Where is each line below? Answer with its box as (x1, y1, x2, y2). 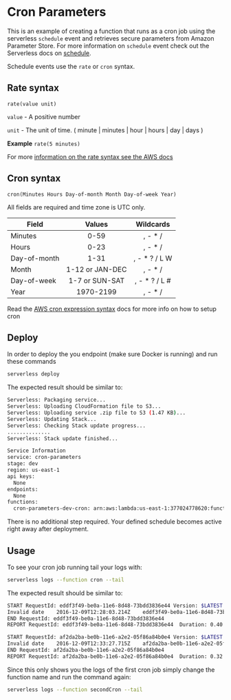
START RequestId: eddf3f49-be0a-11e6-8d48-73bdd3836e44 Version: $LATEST (7, 602, 223, 609)
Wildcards (135, 219, 170, 229)
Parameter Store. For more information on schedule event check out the (7, 41, 210, 50)
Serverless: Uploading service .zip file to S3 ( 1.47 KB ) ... (7, 409, 186, 416)
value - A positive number (7, 112, 80, 121)
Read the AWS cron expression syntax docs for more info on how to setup (7, 305, 217, 313)
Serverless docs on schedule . (7, 49, 91, 57)
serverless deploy (7, 371, 60, 378)
